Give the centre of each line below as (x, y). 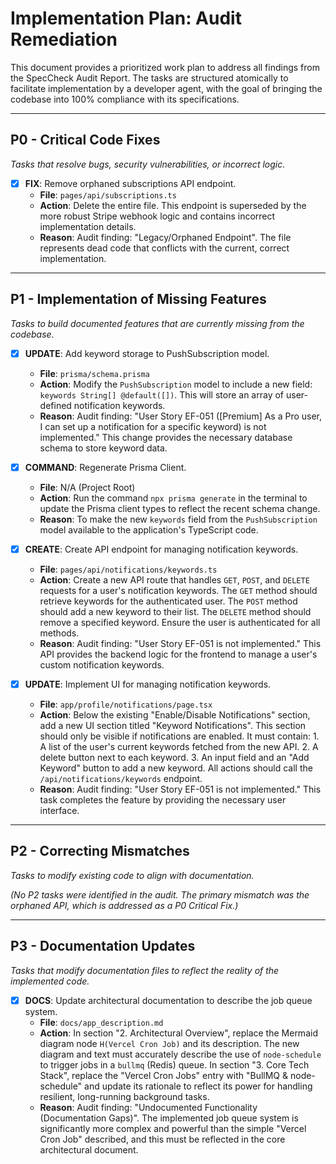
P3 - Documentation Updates (103, 946)
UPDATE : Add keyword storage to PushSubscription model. (147, 353)
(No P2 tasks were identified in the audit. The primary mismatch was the (160, 894)
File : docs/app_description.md (101, 1022)
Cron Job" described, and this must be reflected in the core (162, 1139)
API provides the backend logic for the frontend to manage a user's (178, 654)
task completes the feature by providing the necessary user (163, 799)
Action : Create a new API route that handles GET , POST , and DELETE (174, 579)
